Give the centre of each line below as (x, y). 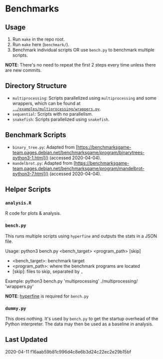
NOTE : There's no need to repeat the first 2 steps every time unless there (81, 65)
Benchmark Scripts (36, 135)
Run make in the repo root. (38, 39)
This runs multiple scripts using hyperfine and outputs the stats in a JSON (81, 236)
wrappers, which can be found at (46, 103)
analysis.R (18, 203)
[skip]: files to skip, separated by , (48, 271)
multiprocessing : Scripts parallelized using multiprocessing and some (84, 98)
